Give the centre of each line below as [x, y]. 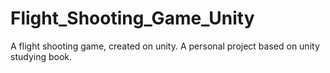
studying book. [41, 56]
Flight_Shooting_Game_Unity [132, 18]
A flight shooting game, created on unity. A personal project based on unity [165, 46]
